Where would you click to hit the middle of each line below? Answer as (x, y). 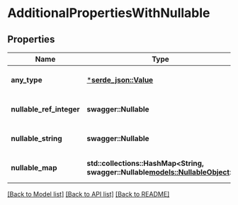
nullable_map (34, 168)
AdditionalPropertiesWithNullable (109, 13)
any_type (27, 80)
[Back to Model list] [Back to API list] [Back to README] (89, 194)
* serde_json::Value (120, 80)
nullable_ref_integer (45, 109)
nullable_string (36, 138)
